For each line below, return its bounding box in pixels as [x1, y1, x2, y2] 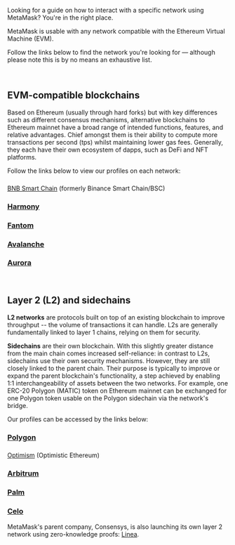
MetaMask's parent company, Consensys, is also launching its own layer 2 [7, 523, 223, 531]
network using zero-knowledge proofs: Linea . [7, 530, 140, 538]
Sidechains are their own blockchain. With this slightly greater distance [7, 341, 214, 350]
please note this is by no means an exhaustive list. [7, 55, 152, 64]
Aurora [7, 258, 32, 268]
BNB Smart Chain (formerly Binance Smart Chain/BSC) [7, 184, 166, 192]
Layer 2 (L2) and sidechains [7, 294, 131, 306]
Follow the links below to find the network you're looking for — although [7, 48, 215, 56]
